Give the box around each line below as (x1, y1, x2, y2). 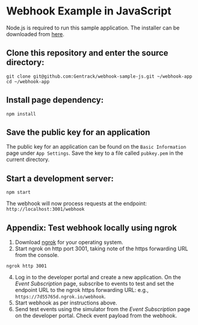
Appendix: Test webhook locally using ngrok (6, 223, 178, 233)
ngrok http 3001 (6, 263, 47, 269)
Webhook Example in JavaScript (6, 4, 172, 18)
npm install (6, 111, 36, 117)
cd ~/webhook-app (6, 78, 50, 85)
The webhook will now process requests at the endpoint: (6, 200, 147, 207)
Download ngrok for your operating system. (14, 239, 123, 246)
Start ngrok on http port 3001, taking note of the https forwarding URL (14, 245, 188, 252)
